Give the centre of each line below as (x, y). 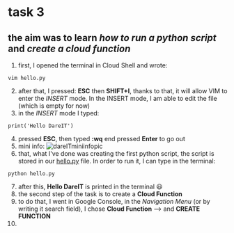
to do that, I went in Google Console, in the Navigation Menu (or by (114, 201)
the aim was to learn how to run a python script (112, 38)
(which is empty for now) (54, 106)
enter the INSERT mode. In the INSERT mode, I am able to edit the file (118, 98)
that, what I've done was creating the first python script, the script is (116, 153)
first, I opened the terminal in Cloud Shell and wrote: (93, 65)
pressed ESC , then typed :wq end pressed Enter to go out (101, 139)
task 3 (26, 12)
